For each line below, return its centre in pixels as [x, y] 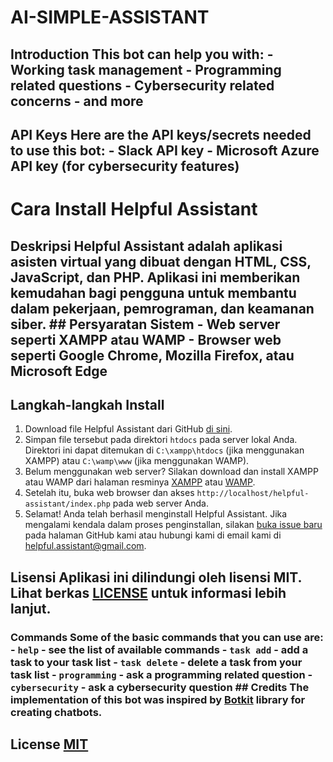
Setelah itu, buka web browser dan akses [109, 493]
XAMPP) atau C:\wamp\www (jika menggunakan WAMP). [137, 461]
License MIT [49, 744]
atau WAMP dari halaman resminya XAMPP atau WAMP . [140, 482]
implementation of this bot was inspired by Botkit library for [158, 699]
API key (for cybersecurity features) [125, 166]
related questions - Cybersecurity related [142, 85]
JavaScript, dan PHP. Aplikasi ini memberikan [155, 277]
